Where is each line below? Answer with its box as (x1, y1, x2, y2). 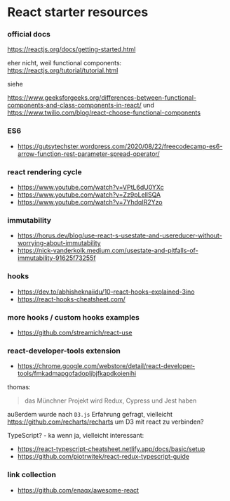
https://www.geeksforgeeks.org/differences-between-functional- (7, 93, 196, 102)
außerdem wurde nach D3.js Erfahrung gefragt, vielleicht (7, 410, 173, 419)
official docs (7, 30, 50, 39)
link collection (7, 470, 56, 480)
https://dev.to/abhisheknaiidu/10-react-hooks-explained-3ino (17, 287, 195, 296)
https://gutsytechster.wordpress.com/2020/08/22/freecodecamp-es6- (17, 142, 223, 150)
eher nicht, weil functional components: (7, 59, 122, 67)
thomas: (7, 383, 31, 391)
